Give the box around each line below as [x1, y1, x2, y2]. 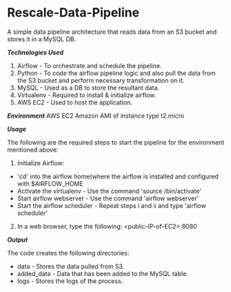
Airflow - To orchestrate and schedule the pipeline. [17, 61, 162, 70]
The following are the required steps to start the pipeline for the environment [7, 138, 225, 146]
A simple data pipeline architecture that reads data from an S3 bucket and [7, 28, 217, 36]
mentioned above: [7, 145, 59, 154]
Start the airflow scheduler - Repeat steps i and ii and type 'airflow [17, 201, 206, 209]
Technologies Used [7, 48, 64, 56]
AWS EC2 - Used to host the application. [17, 98, 133, 106]
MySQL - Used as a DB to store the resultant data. [17, 83, 160, 92]
